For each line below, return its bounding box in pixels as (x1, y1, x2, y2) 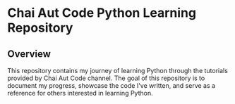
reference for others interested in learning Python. (7, 89, 153, 97)
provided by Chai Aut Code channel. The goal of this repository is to (7, 74, 205, 82)
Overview (7, 48, 52, 60)
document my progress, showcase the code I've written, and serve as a (7, 82, 216, 89)
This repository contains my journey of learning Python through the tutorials (7, 67, 228, 74)
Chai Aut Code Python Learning (7, 5, 196, 21)
